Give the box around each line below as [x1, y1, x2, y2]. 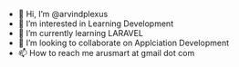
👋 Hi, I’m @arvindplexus [17, 9, 109, 19]
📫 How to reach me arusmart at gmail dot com [17, 48, 195, 58]
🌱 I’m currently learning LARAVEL [17, 28, 144, 38]
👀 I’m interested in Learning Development [17, 18, 174, 29]
